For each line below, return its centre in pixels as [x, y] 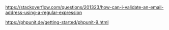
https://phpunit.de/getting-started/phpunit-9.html [57, 22]
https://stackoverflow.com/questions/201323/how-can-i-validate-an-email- [84, 7]
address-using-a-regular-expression [44, 12]
